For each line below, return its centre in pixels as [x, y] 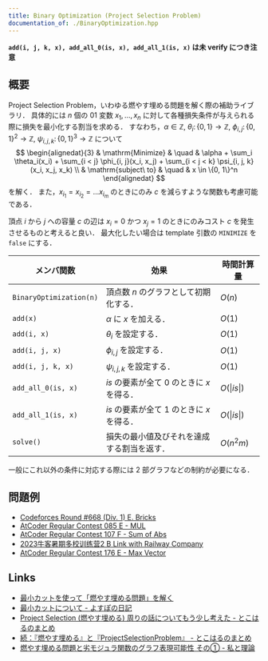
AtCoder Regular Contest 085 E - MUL [83, 526]
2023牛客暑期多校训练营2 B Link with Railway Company [111, 543]
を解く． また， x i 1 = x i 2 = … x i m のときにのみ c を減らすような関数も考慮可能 [133, 194]
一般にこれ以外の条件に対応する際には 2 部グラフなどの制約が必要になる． [131, 470]
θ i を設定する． [134, 335]
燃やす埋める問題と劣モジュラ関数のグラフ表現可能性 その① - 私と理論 [137, 648]
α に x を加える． [138, 319]
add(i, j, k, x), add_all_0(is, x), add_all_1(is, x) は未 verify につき [130, 47]
